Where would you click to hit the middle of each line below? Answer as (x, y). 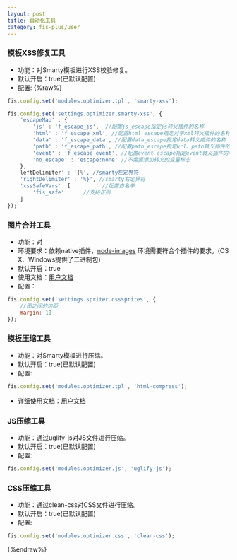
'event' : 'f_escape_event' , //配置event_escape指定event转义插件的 (130, 153)
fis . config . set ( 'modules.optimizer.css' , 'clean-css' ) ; (91, 536)
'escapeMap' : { (44, 120)
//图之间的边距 (39, 306)
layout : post (26, 14)
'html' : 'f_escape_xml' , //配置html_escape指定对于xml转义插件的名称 (132, 134)
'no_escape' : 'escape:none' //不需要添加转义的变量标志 (111, 160)
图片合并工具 (29, 225)
